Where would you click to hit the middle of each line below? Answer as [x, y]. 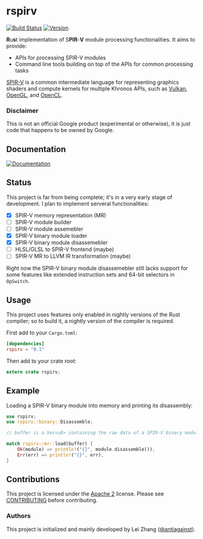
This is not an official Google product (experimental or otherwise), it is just [98, 124]
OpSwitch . [18, 281]
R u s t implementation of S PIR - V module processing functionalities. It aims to [101, 39]
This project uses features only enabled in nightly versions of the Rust [93, 314]
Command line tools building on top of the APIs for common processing [104, 64]
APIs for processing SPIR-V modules [60, 57]
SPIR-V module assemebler [49, 229]
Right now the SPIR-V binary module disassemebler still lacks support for [97, 268]
